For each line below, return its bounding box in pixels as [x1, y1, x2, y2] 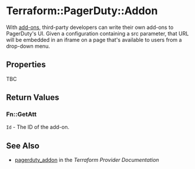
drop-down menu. [6, 43, 50, 50]
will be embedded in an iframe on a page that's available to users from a [6, 36, 182, 43]
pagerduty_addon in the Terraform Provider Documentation [14, 157, 160, 164]
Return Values [6, 93, 60, 103]
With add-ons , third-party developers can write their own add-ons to [6, 24, 174, 31]
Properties [6, 60, 46, 70]
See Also [6, 141, 40, 151]
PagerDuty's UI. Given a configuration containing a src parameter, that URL [6, 30, 189, 37]
